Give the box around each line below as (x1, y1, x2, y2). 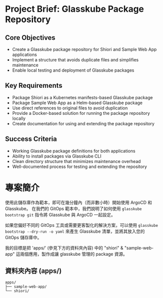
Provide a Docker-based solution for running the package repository (12, 110, 150, 116)
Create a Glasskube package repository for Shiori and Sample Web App (12, 47, 157, 52)
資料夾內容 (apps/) (5, 267, 62, 275)
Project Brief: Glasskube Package (5, 3, 144, 15)
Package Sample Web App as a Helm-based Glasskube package (12, 100, 143, 106)
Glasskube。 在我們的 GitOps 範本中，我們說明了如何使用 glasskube (5, 205, 142, 212)
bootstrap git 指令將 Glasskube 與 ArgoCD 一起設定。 (5, 212, 116, 217)
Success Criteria (5, 135, 57, 143)
